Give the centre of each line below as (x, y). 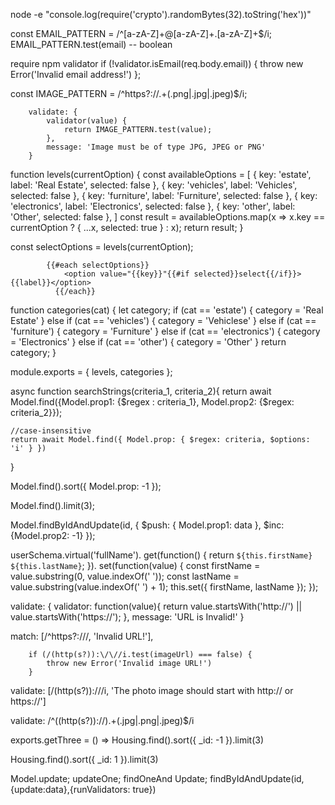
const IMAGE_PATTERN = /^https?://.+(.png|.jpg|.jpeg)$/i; (129, 93)
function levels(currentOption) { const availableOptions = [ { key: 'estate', (161, 174)
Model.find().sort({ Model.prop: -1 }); (86, 486)
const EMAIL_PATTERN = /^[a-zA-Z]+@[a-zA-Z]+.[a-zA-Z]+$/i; (141, 33)
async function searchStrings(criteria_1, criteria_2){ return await (141, 391)
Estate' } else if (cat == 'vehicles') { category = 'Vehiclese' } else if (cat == (163, 320)
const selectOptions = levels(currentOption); (102, 247)
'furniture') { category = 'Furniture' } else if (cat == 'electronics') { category (165, 331)
